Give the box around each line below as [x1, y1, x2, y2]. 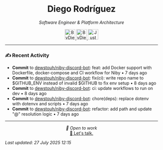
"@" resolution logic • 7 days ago [12, 111, 79, 117]
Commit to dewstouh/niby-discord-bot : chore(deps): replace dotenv [12, 96, 149, 101]
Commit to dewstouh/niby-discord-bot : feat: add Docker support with [12, 65, 152, 71]
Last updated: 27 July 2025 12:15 [5, 140, 71, 146]
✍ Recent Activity [5, 52, 49, 59]
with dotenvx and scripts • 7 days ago [12, 101, 88, 107]
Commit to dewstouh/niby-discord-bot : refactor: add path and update [12, 106, 152, 112]
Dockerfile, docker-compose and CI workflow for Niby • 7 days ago [12, 70, 147, 76]
